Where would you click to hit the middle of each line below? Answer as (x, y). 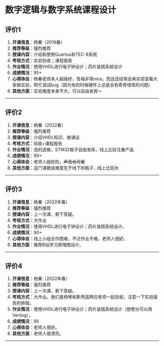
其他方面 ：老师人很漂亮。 (38, 334)
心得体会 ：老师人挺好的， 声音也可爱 (49, 162)
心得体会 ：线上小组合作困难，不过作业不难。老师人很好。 (70, 238)
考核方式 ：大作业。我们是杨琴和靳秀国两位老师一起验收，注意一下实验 (83, 297)
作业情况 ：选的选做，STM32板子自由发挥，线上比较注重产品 (73, 149)
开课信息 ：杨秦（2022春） (39, 125)
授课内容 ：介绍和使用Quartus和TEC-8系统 (55, 54)
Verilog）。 (22, 315)
